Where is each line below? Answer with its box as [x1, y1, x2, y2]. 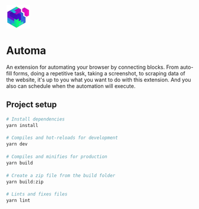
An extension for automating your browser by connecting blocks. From [6, 64, 179, 71]
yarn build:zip [6, 179, 44, 185]
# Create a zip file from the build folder [6, 172, 116, 179]
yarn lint [6, 198, 31, 204]
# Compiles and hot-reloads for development [6, 135, 118, 141]
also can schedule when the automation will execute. [6, 82, 135, 90]
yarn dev [6, 141, 28, 147]
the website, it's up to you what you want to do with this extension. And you [6, 76, 191, 83]
